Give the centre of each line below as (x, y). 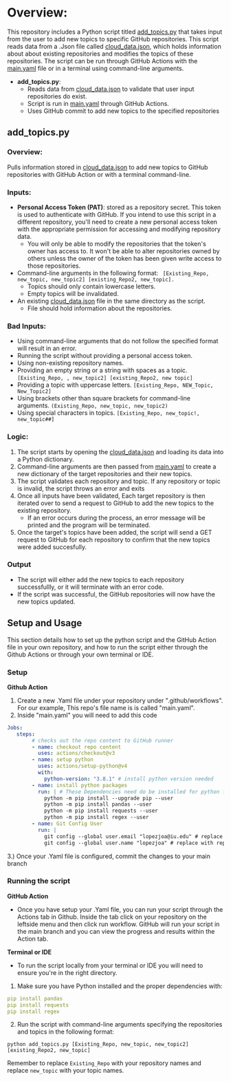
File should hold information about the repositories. (100, 308)
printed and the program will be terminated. (89, 525)
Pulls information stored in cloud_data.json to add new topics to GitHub (108, 167)
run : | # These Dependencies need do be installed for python (129, 792)
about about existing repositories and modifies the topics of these (100, 54)
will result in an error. (47, 348)
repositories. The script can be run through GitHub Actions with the (102, 61)
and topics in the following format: (66, 1032)
